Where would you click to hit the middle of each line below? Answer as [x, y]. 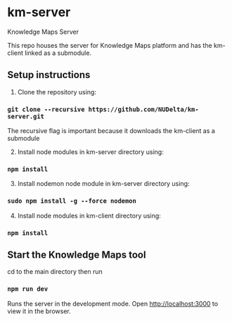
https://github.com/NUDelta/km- [143, 109]
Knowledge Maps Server [43, 32]
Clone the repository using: [57, 92]
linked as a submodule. [58, 53]
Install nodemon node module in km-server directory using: [103, 184]
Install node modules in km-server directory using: [90, 152]
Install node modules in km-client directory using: [89, 215]
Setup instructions [49, 75]
